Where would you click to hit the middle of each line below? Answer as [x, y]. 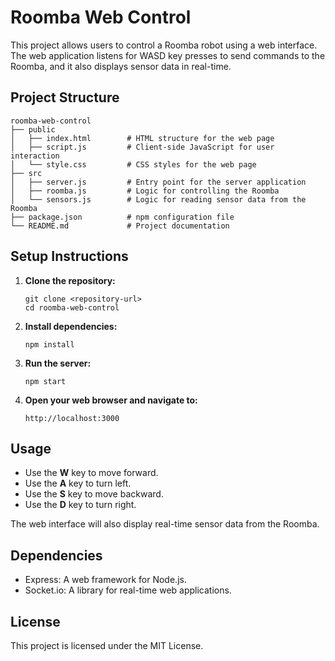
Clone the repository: [70, 280]
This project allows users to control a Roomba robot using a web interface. [164, 45]
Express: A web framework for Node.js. [105, 580]
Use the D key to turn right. [80, 505]
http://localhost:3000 [72, 418]
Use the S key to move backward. [94, 494]
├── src [26, 173]
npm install [49, 344]
